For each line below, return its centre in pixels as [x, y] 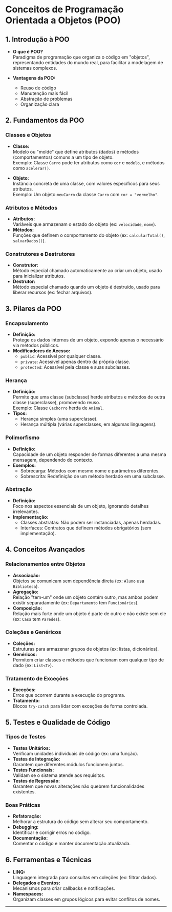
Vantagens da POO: [34, 78]
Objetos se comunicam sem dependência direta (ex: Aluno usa [79, 581]
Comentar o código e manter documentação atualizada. [71, 844]
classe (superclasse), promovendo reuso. [57, 403]
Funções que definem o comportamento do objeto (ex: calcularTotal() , [89, 235]
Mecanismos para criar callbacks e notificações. [64, 888]
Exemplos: [24, 465]
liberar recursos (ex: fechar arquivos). [52, 292]
